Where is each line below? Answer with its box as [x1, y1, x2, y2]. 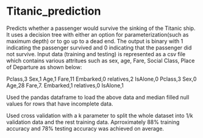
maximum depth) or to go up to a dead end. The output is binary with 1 [6, 37, 183, 45]
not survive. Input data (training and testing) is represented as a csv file [6, 50, 186, 57]
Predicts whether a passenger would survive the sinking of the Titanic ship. [6, 24, 196, 32]
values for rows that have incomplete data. [6, 100, 113, 107]
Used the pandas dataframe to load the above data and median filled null [6, 93, 190, 101]
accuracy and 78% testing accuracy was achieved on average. [6, 125, 165, 132]
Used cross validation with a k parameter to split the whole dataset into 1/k [6, 112, 193, 119]
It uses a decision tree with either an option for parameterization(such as [6, 31, 189, 38]
